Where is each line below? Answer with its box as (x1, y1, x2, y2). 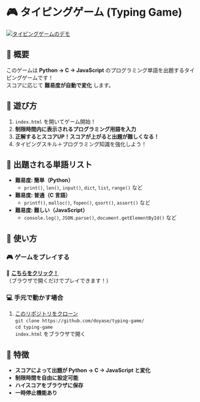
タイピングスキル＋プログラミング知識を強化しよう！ (14, 140, 147, 148)
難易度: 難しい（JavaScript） (14, 206, 88, 214)
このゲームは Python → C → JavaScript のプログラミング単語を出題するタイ (6, 67, 195, 74)
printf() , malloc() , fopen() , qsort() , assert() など (23, 199, 151, 206)
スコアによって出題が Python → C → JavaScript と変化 (14, 367, 151, 374)
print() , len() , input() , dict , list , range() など (23, 184, 143, 191)
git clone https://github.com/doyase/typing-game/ (14, 318, 145, 324)
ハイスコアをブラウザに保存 (14, 382, 84, 389)
